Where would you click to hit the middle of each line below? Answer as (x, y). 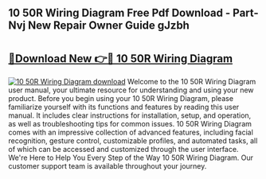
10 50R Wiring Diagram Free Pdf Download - (119, 13)
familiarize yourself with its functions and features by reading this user (124, 107)
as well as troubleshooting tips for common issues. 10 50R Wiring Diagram (130, 124)
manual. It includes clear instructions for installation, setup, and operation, (130, 115)
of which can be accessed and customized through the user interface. (123, 149)
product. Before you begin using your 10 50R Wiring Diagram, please (121, 98)
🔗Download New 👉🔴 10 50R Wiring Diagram (121, 58)
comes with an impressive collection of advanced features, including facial (131, 132)
